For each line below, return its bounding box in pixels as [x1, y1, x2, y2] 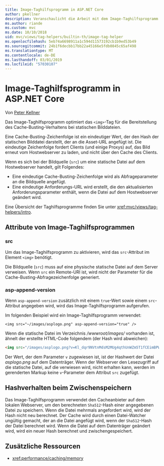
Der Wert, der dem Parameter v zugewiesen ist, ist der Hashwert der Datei [5, 354, 154, 360]
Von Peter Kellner [5, 110, 40, 116]
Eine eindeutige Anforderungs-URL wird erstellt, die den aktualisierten [12, 184, 153, 190]
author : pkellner [5, 12, 41, 17]
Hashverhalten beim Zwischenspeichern [5, 384, 132, 392]
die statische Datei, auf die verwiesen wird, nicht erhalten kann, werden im [5, 364, 155, 370]
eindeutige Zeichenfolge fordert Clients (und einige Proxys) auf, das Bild [5, 144, 150, 150]
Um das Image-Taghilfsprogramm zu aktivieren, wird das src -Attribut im [5, 249, 150, 255]
